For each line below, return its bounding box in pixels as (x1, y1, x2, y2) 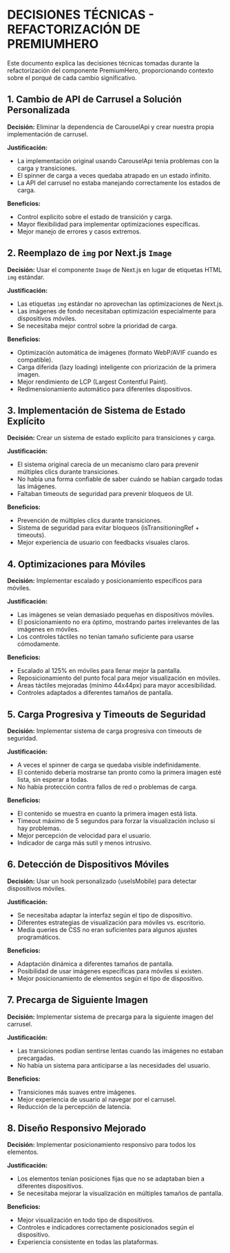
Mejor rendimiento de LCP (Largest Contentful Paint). (17, 377, 168, 386)
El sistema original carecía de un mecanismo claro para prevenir (17, 460, 200, 468)
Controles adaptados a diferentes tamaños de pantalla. (17, 689, 174, 697)
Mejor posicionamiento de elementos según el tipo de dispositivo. (17, 974, 205, 982)
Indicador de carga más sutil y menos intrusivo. (17, 839, 152, 847)
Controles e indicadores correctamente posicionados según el (17, 1223, 194, 1232)
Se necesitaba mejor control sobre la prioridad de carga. (17, 321, 178, 330)
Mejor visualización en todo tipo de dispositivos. (17, 1216, 154, 1224)
